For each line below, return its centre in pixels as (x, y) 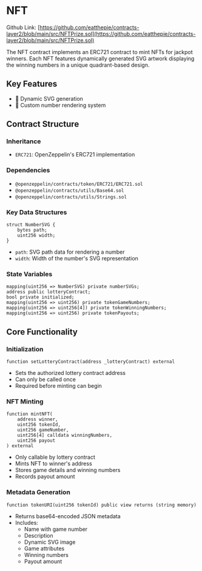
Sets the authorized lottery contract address (70, 373)
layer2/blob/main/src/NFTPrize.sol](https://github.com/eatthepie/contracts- (101, 33)
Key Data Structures (37, 212)
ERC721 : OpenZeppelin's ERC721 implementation (75, 155)
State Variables (29, 274)
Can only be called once (45, 379)
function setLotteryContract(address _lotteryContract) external (90, 362)
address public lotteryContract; (49, 292)
